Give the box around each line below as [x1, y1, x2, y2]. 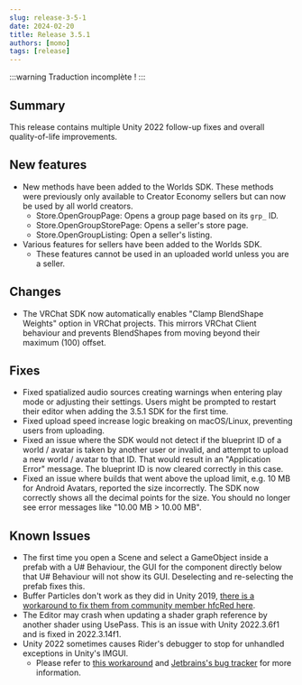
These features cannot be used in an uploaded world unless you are [35, 248, 289, 259]
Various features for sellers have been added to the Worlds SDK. [22, 238, 263, 249]
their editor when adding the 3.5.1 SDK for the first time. [22, 406, 229, 417]
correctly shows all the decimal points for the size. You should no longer [22, 493, 291, 504]
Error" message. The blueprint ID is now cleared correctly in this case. [22, 464, 284, 475]
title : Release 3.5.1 [9, 30, 91, 39]
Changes [9, 284, 61, 300]
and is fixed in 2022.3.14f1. [22, 629, 122, 640]
